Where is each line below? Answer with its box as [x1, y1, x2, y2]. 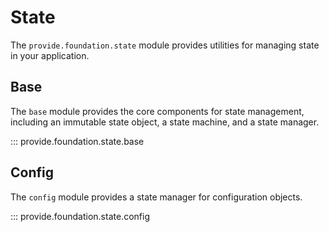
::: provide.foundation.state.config [10, 210, 150, 222]
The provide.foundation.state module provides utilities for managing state [10, 39, 320, 51]
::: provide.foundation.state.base [10, 135, 145, 147]
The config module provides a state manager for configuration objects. [10, 191, 303, 203]
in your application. [10, 49, 90, 61]
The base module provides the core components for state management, [10, 105, 305, 117]
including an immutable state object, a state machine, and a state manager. [10, 116, 320, 128]
